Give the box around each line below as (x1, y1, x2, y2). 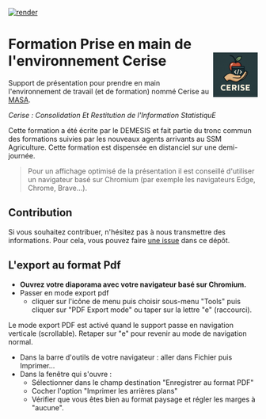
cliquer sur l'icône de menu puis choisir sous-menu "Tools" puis (31, 296, 241, 306)
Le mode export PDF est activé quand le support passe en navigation (8, 320, 234, 329)
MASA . (8, 95, 31, 105)
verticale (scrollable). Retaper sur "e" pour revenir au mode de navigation (8, 329, 247, 338)
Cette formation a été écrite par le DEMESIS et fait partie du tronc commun (8, 125, 252, 135)
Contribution (8, 206, 73, 219)
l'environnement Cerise (8, 52, 167, 70)
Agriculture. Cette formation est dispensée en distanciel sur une (8, 143, 217, 152)
